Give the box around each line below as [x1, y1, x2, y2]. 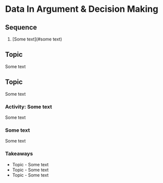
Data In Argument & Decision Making [5, 3, 159, 15]
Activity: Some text [5, 103, 52, 110]
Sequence [5, 23, 37, 32]
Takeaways [5, 150, 33, 157]
